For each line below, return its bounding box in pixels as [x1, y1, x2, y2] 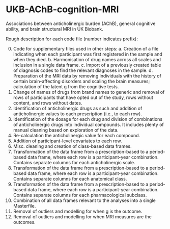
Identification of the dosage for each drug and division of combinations [13, 116, 162, 122]
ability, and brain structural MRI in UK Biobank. [6, 26, 103, 32]
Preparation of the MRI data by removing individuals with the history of [13, 72, 162, 79]
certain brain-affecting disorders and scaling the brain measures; [13, 78, 150, 84]
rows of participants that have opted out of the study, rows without [13, 94, 153, 100]
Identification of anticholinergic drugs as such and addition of [13, 105, 143, 111]
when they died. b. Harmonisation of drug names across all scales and [13, 56, 161, 62]
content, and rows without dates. [13, 99, 82, 106]
